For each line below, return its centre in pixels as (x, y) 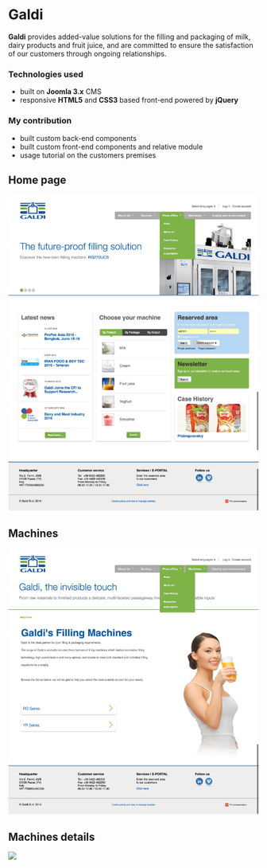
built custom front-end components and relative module (111, 147)
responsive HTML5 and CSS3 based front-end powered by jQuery (129, 100)
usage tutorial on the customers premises (88, 155)
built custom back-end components (78, 138)
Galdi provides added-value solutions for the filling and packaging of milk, (130, 37)
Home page (37, 180)
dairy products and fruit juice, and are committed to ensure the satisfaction (131, 45)
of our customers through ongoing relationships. (87, 53)
